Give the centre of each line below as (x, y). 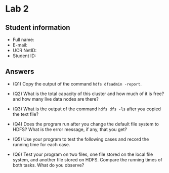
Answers (20, 72)
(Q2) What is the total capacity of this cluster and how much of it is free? (88, 94)
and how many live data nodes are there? (55, 99)
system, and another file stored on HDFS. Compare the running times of (88, 159)
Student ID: (24, 56)
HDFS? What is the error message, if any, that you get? (70, 129)
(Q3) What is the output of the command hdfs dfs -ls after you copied (87, 109)
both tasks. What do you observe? (48, 165)
